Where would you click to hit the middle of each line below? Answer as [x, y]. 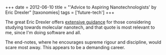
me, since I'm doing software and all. [43, 32]
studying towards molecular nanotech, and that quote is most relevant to [80, 27]
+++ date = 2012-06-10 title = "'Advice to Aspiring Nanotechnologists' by [81, 7]
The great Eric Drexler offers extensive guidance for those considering [78, 22]
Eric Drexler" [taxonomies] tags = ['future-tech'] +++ [60, 12]
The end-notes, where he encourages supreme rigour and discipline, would [83, 42]
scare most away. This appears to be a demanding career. [65, 47]
